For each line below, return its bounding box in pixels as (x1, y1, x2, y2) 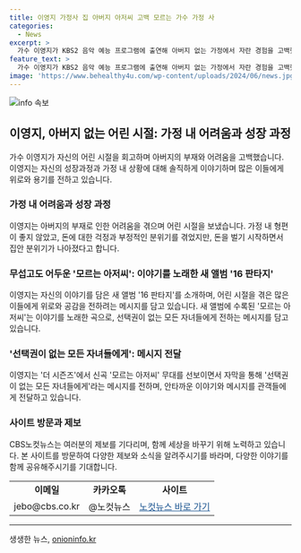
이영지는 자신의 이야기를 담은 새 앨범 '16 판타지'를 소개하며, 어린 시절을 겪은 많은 (9, 289, 289, 300)
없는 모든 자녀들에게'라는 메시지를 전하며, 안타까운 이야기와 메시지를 (18, 381, 256, 392)
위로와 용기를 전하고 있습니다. (9, 174, 113, 185)
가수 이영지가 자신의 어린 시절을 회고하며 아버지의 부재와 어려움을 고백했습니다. (9, 151, 285, 162)
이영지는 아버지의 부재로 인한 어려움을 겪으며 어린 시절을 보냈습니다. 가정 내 (9, 220, 272, 231)
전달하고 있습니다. (18, 392, 82, 403)
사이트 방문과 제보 (9, 417, 82, 429)
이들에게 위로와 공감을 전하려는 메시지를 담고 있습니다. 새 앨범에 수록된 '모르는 (9, 301, 282, 312)
